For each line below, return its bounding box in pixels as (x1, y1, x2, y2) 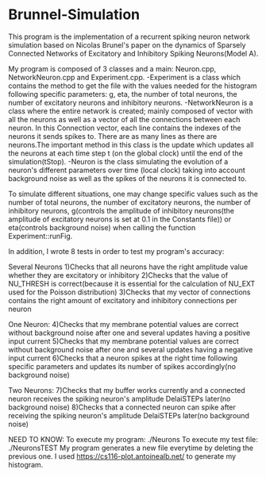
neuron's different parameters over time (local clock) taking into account (8, 165, 246, 175)
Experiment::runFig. (8, 231, 73, 240)
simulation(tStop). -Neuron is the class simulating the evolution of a (8, 156, 229, 166)
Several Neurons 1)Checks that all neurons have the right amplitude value (8, 262, 249, 271)
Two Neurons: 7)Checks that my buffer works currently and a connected (8, 385, 246, 394)
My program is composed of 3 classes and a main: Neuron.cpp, (8, 63, 217, 73)
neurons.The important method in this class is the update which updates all (8, 140, 254, 149)
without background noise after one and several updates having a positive (8, 328, 251, 337)
